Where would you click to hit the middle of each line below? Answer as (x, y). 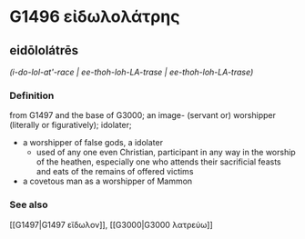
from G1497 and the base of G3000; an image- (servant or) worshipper (142, 115)
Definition (32, 95)
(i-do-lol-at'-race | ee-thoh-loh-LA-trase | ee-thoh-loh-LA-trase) (132, 72)
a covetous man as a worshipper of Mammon (107, 181)
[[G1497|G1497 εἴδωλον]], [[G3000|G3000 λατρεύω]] (112, 224)
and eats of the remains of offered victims (115, 172)
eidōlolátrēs (44, 50)
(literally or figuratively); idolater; (71, 125)
